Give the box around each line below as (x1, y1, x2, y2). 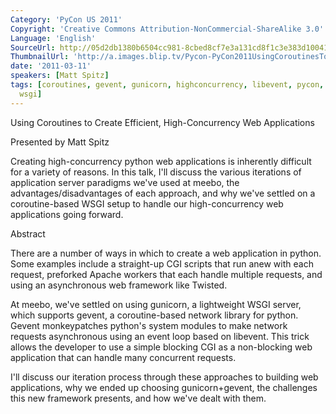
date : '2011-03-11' (10, 61, 92, 71)
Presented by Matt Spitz (10, 136, 110, 148)
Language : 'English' (10, 33, 97, 43)
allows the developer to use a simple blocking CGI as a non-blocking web (10, 341, 313, 353)
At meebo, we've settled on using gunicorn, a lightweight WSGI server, (10, 298, 302, 310)
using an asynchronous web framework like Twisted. (10, 279, 228, 291)
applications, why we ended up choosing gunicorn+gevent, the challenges (10, 381, 318, 393)
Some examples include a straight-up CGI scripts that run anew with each (10, 257, 314, 270)
